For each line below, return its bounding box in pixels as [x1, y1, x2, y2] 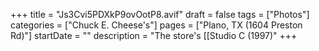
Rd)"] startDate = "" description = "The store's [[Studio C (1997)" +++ [10, 30, 298, 41]
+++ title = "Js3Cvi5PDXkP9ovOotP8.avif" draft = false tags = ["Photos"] [10, 9, 310, 20]
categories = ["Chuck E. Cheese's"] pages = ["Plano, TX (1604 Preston [10, 19, 303, 31]
